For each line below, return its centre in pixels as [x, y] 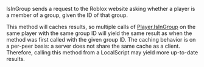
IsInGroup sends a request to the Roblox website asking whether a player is [101, 9]
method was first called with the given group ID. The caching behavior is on [101, 40]
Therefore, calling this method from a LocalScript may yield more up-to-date [102, 53]
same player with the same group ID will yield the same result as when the [99, 33]
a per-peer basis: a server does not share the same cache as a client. [93, 46]
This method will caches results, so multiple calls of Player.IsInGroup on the [101, 27]
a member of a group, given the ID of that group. [67, 15]
